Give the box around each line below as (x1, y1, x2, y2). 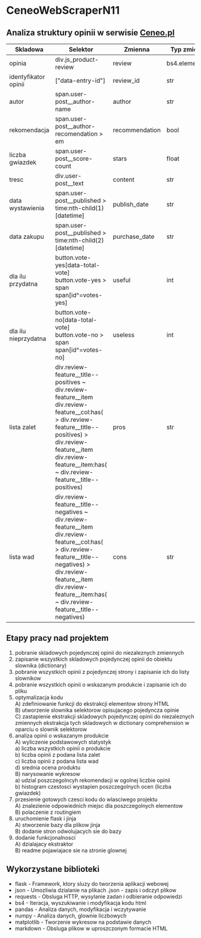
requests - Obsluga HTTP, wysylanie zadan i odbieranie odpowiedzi (14, 892, 182, 900)
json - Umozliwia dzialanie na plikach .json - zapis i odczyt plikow (14, 886, 176, 894)
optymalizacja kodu (14, 694, 63, 701)
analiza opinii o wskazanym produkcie (14, 732, 109, 739)
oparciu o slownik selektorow (14, 726, 87, 733)
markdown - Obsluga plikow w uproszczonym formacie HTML (14, 925, 168, 932)
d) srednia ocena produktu (14, 763, 81, 771)
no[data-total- (54, 316, 98, 324)
